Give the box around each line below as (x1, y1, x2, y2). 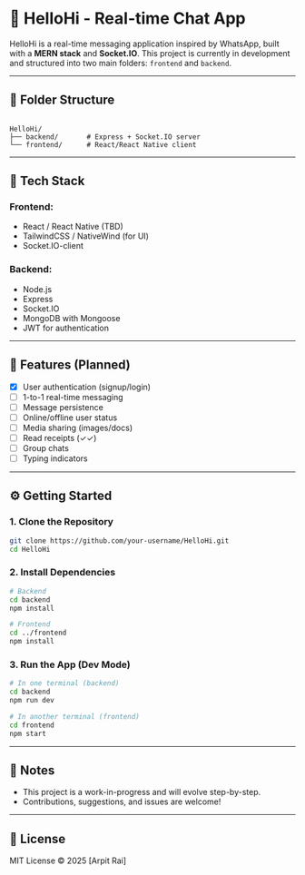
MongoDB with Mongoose (22, 312, 121, 323)
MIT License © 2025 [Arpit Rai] (9, 855, 127, 866)
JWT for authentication (22, 322, 109, 333)
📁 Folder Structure (9, 93, 115, 108)
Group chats (22, 442, 70, 453)
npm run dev (9, 696, 54, 705)
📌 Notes (9, 762, 55, 778)
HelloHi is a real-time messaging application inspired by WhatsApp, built (9, 38, 280, 49)
